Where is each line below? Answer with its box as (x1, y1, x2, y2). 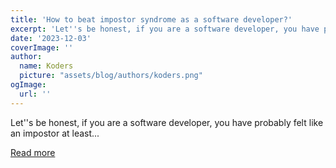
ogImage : (10, 80, 47, 90)
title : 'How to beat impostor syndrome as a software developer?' (10, 14, 293, 25)
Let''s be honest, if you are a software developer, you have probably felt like (10, 116, 324, 128)
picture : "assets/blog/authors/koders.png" (19, 71, 203, 81)
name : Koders (19, 61, 74, 71)
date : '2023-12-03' (10, 33, 92, 43)
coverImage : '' (10, 42, 74, 53)
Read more (10, 146, 56, 158)
